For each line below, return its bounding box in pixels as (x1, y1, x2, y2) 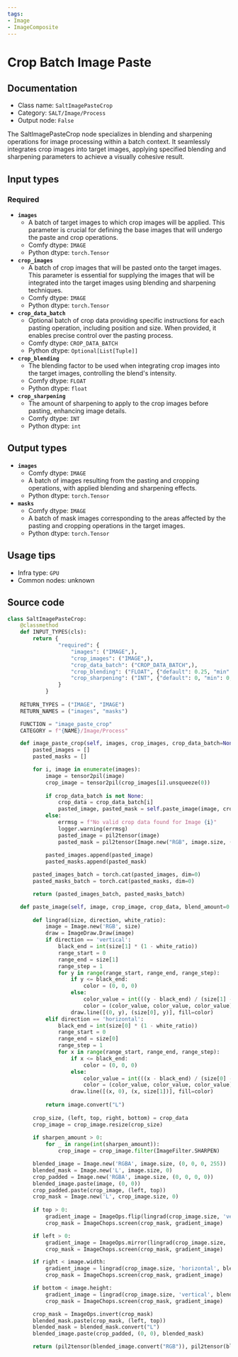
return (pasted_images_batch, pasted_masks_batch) (33, 890, 186, 898)
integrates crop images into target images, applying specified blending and (7, 145, 227, 153)
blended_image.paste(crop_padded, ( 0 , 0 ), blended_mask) (33, 1330, 204, 1338)
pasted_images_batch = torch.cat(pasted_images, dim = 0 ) (33, 871, 201, 879)
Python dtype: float (28, 384, 88, 392)
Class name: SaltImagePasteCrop (17, 101, 113, 110)
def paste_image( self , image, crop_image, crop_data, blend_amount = (20, 903, 227, 911)
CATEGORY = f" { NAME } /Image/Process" (20, 727, 129, 735)
